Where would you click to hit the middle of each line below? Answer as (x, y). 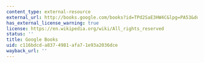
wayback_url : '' (27, 51)
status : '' (20, 34)
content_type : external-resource (49, 12)
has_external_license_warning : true (53, 23)
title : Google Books (32, 40)
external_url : (24, 17)
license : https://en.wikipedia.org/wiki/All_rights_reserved (85, 28)
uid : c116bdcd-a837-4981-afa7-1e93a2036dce (62, 46)
